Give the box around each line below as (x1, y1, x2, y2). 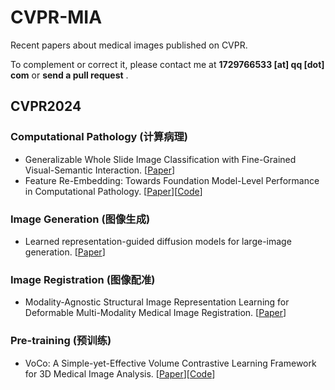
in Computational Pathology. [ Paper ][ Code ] (24, 185, 203, 197)
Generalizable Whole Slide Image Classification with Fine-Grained (24, 153, 297, 165)
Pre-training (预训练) (10, 334, 112, 348)
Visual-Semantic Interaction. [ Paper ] (24, 164, 176, 176)
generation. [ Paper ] (24, 246, 106, 258)
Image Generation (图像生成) (10, 212, 151, 226)
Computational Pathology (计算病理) (10, 130, 189, 144)
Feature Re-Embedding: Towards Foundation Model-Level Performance (24, 174, 320, 186)
